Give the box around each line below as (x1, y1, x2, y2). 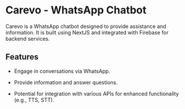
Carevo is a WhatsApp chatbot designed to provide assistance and (5, 23, 166, 30)
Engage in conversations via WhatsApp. (13, 68, 111, 75)
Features (5, 52, 39, 62)
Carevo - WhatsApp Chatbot (5, 3, 147, 17)
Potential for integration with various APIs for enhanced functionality (13, 90, 179, 97)
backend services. (5, 35, 50, 42)
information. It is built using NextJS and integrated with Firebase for (5, 29, 169, 36)
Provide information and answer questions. (13, 79, 118, 86)
